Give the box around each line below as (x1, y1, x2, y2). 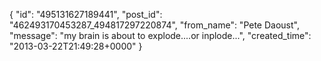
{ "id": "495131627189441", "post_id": (9, 9, 163, 20)
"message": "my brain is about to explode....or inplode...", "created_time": (9, 30, 312, 41)
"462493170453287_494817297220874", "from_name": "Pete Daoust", (9, 19, 300, 31)
